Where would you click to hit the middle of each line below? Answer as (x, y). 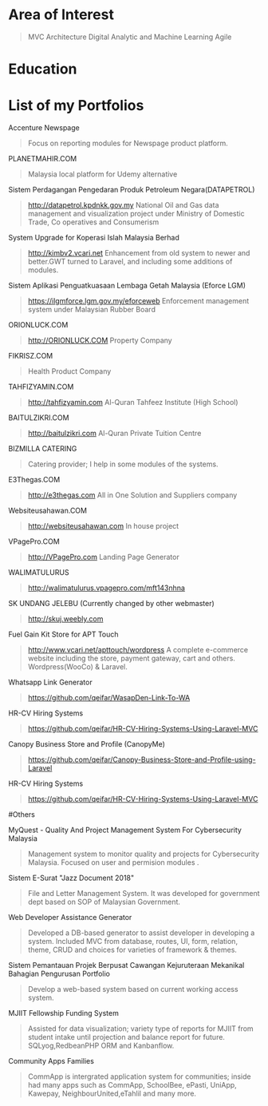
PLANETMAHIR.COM (43, 159)
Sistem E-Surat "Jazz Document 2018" (71, 878)
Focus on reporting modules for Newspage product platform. (128, 143)
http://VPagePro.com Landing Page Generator (103, 557)
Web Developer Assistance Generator (70, 918)
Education (43, 69)
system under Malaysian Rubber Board (91, 310)
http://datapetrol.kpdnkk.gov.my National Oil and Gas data (123, 205)
